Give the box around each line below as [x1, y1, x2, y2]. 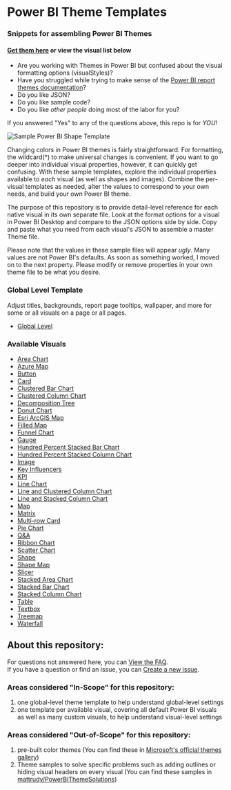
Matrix [17, 509, 36, 517]
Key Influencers [17, 465, 62, 473]
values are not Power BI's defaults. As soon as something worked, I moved [7, 253, 219, 261]
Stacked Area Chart [17, 575, 74, 583]
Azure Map [17, 362, 49, 370]
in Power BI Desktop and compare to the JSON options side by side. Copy [7, 218, 217, 226]
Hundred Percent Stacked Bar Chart [17, 443, 120, 451]
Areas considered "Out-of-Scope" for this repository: [7, 730, 191, 740]
